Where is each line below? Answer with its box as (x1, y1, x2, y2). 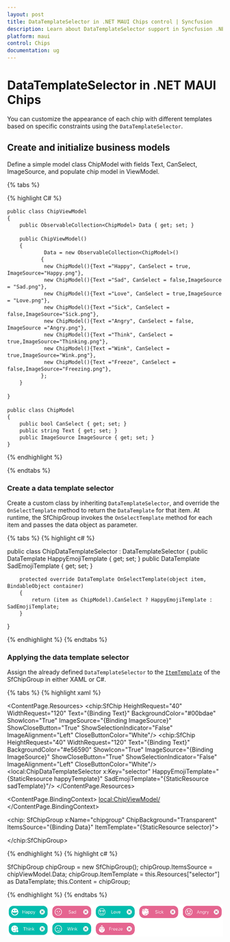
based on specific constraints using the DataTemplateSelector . (7, 122, 183, 130)
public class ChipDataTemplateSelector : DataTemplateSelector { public (7, 547, 208, 556)
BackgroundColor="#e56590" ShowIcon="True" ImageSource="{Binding (7, 745, 214, 754)
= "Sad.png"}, (7, 283, 48, 290)
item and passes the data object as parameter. (7, 521, 138, 529)
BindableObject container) (7, 583, 84, 590)
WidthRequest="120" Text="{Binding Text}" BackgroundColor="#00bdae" (7, 709, 216, 717)
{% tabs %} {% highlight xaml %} (7, 689, 101, 697)
